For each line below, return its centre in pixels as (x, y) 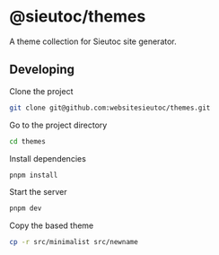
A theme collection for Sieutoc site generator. (93, 41)
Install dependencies (48, 158)
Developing (42, 70)
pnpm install (34, 175)
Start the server (38, 192)
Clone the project (41, 91)
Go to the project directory (58, 125)
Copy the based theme (52, 225)
